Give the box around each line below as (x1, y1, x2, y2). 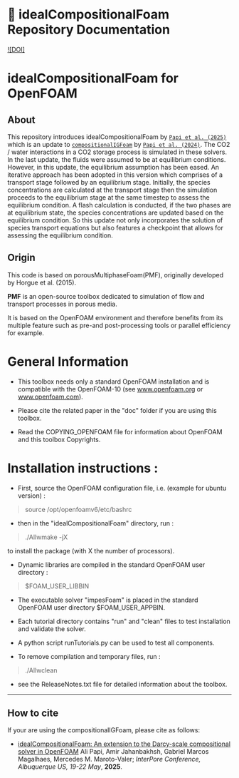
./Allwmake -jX (24, 533, 68, 541)
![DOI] (7, 45, 25, 53)
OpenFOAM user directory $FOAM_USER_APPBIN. (17, 603, 166, 612)
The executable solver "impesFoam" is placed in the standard (17, 595, 198, 604)
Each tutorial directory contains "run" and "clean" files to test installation (17, 617, 231, 625)
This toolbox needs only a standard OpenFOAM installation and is (17, 377, 210, 386)
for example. (7, 328, 45, 337)
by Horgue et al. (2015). (7, 278, 77, 287)
